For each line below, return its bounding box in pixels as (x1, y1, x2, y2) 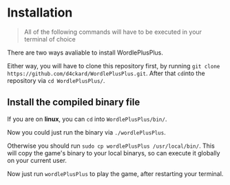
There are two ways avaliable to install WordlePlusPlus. (7, 48, 163, 57)
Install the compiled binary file (7, 97, 140, 108)
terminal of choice (23, 35, 76, 43)
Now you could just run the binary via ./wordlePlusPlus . (7, 128, 167, 136)
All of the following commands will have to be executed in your (23, 28, 202, 36)
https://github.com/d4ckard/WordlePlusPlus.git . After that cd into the (7, 69, 205, 77)
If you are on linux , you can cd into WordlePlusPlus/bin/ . (7, 115, 167, 123)
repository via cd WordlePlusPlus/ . (7, 76, 105, 84)
